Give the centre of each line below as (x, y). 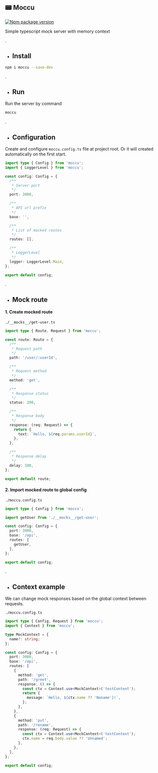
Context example (39, 587)
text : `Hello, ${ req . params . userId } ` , (57, 434)
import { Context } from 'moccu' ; (40, 626)
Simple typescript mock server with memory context (58, 31)
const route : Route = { (29, 340)
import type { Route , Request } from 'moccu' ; (53, 331)
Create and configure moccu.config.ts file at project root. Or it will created (79, 149)
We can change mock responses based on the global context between (76, 599)
